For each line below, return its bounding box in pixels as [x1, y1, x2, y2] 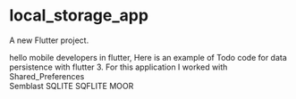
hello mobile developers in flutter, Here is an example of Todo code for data [9, 52, 288, 62]
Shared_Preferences [9, 70, 85, 81]
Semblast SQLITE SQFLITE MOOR [9, 80, 134, 91]
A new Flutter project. [9, 35, 89, 45]
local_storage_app [9, 5, 149, 26]
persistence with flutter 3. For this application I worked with [9, 62, 228, 72]
